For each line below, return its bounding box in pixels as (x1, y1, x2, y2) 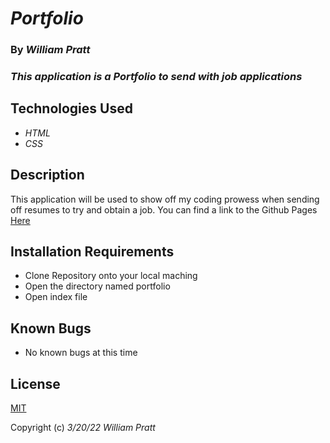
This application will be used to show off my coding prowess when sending (10, 193, 320, 205)
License (10, 375, 61, 392)
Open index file (24, 291, 88, 303)
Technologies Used (10, 100, 133, 117)
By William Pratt (10, 43, 91, 57)
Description (10, 167, 85, 184)
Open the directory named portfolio (24, 280, 171, 292)
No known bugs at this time (24, 347, 138, 359)
